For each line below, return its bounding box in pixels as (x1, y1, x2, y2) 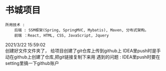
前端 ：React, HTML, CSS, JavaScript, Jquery (14, 33, 109, 38)
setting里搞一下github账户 (5, 60, 59, 66)
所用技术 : (5, 22, 25, 27)
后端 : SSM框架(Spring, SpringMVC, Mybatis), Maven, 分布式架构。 (14, 27, 149, 32)
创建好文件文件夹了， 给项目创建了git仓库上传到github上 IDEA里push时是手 (5, 47, 161, 53)
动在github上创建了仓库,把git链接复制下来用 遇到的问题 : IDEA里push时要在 (5, 53, 160, 60)
